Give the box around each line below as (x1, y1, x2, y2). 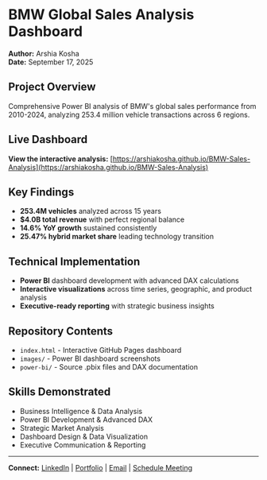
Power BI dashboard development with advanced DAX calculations (19, 276, 240, 285)
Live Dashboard (8, 133, 88, 146)
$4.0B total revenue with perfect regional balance (19, 215, 185, 224)
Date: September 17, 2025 (8, 57, 94, 67)
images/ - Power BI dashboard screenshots (19, 354, 161, 363)
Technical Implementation (8, 254, 141, 268)
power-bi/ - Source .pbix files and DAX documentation (19, 362, 199, 371)
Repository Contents (8, 324, 114, 338)
